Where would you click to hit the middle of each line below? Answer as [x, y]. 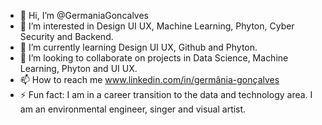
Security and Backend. [66, 36]
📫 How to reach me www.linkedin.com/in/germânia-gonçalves [149, 79]
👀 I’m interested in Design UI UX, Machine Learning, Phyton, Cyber [157, 26]
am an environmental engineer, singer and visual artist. [133, 109]
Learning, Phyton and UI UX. [78, 68]
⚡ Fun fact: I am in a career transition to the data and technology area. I [166, 94]
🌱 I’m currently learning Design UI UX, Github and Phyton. [138, 47]
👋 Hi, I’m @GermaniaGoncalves [84, 15]
